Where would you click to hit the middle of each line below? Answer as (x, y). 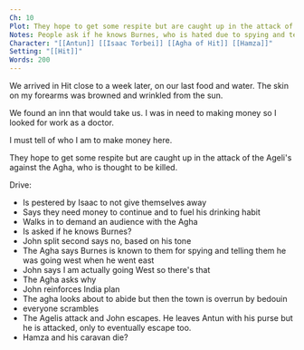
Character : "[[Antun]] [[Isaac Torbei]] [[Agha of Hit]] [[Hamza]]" (141, 43)
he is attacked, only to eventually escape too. (107, 328)
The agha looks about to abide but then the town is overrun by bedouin (155, 299)
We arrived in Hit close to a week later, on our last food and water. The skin (149, 86)
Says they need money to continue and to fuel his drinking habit (141, 212)
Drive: (20, 185)
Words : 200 (30, 60)
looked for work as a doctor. (62, 122)
